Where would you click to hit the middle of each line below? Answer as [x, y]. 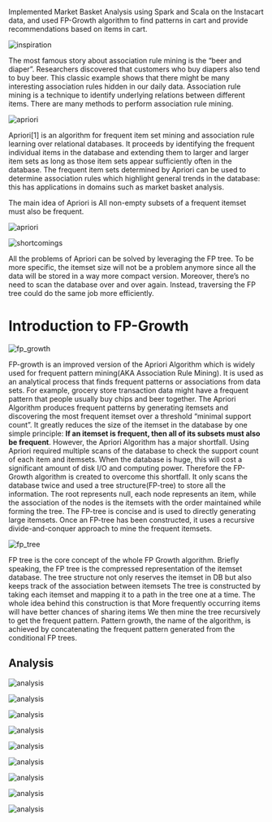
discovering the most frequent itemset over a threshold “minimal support [130, 416]
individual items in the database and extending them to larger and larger [129, 152]
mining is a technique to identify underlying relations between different [127, 95]
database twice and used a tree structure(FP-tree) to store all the [117, 485]
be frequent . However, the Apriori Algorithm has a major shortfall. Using [129, 441]
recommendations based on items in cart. [78, 29]
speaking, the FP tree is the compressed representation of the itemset [125, 568]
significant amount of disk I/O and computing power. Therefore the [120, 468]
